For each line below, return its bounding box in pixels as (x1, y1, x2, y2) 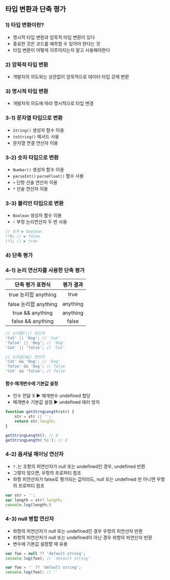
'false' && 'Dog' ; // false (5, 364, 66, 369)
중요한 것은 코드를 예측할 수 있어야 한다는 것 (12, 40, 101, 47)
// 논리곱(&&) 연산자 (5, 354, 45, 360)
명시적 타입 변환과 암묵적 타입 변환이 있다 (12, 34, 95, 40)
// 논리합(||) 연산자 (5, 331, 45, 336)
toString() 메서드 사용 (12, 133, 59, 139)
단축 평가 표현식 (14, 281, 51, 288)
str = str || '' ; (14, 414, 52, 419)
